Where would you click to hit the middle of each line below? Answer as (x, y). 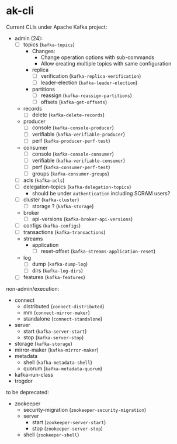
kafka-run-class (34, 375)
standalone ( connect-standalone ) (63, 319)
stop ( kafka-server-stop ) (53, 338)
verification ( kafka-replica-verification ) (91, 76)
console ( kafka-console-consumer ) (73, 154)
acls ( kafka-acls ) (44, 180)
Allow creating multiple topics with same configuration (106, 63)
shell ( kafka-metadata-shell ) (58, 362)
